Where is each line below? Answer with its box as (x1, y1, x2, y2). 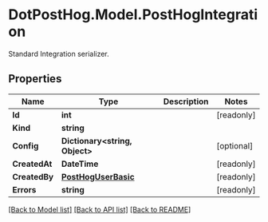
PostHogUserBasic (61, 171, 135, 182)
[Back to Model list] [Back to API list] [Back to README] (8, 204, 191, 214)
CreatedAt (12, 158, 53, 169)
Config (12, 140, 39, 151)
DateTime (61, 158, 99, 169)
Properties (8, 72, 62, 85)
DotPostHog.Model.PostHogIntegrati (8, 6, 258, 24)
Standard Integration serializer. (8, 49, 109, 58)
